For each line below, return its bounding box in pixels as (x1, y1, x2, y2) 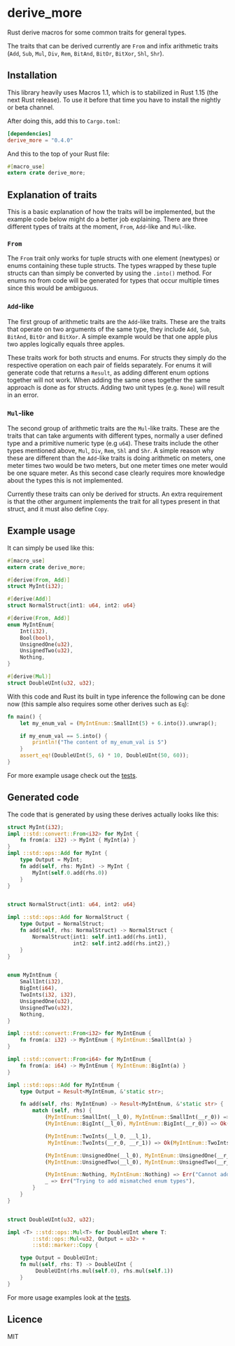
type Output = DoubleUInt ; (20, 1254, 99, 1262)
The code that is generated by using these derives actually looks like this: (7, 810, 219, 819)
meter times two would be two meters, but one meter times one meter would (7, 461, 228, 469)
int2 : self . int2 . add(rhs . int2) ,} (73, 940, 171, 947)
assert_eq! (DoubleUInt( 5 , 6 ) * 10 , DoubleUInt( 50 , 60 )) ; (20, 752, 190, 759)
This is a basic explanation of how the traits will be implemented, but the (7, 208, 215, 216)
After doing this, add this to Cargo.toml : (7, 116, 120, 125)
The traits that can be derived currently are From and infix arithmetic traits (7, 41, 219, 50)
